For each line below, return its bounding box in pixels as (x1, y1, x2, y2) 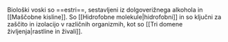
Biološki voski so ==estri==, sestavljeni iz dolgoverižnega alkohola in (7, 6, 203, 14)
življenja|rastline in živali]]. (7, 27, 83, 35)
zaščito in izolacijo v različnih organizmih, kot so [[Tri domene (7, 20, 183, 28)
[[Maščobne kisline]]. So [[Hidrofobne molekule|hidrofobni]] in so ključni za (7, 13, 222, 21)
